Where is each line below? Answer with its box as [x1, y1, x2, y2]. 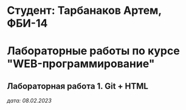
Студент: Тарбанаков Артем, [7, 4, 162, 18]
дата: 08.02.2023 [7, 97, 52, 105]
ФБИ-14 [7, 16, 48, 30]
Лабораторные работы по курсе [7, 44, 180, 58]
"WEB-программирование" [7, 57, 155, 71]
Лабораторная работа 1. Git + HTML [7, 81, 148, 91]
